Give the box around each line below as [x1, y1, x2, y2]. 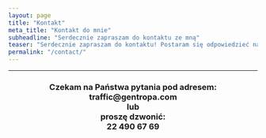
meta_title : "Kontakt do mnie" [8, 26, 112, 34]
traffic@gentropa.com [89, 91, 177, 103]
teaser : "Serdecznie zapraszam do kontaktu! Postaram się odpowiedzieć [8, 41, 249, 49]
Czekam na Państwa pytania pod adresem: [48, 81, 218, 92]
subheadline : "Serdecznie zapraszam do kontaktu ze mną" [8, 33, 200, 42]
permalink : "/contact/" [8, 48, 87, 56]
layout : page [8, 11, 51, 20]
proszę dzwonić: [100, 111, 166, 122]
